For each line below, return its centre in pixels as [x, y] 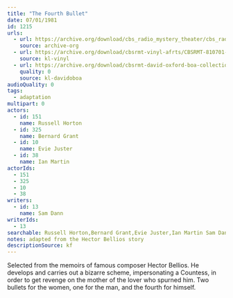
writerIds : [23, 220]
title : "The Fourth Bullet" [48, 14]
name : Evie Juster [46, 149]
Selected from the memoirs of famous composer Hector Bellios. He [103, 265]
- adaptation [32, 98]
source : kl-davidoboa [51, 78]
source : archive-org [49, 46]
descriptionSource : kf [40, 246]
